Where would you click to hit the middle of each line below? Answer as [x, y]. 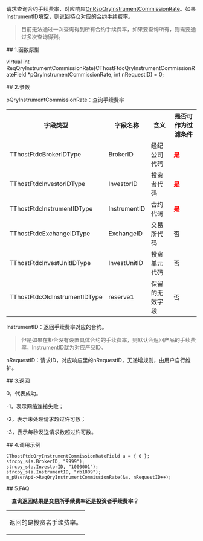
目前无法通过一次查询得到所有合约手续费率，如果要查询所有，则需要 [106, 29]
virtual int [18, 62]
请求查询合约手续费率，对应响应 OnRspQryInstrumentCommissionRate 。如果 [101, 9]
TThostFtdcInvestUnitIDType [50, 263]
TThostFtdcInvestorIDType [47, 184]
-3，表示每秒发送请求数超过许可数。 [51, 432]
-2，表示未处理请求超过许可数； [46, 419]
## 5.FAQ [18, 488]
